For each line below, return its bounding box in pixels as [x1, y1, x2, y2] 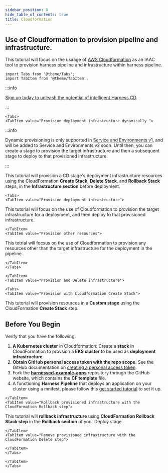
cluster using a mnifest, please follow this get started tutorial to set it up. [12, 386, 162, 391]
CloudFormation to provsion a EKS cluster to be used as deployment [12, 348, 156, 354]
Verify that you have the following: [5, 333, 76, 339]
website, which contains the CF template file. [12, 375, 106, 381]
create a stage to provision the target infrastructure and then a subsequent [5, 148, 159, 154]
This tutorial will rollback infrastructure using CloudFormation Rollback [5, 413, 154, 419]
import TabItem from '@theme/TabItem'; [5, 76, 89, 81]
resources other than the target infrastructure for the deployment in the [5, 245, 152, 252]
